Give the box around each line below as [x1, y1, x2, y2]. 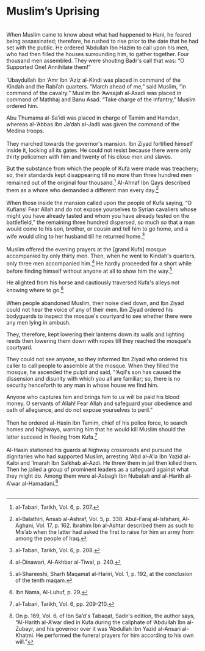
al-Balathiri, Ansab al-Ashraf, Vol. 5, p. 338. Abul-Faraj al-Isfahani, [15, 516, 181, 523]
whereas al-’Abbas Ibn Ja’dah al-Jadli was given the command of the [6, 120, 180, 128]
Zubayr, [15, 625, 35, 633]
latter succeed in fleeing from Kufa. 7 [6, 432, 98, 441]
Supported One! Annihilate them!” [6, 63, 92, 71]
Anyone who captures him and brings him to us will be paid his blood [6, 393, 180, 400]
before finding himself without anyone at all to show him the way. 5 [6, 266, 173, 275]
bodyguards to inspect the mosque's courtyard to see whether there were [6, 312, 192, 320]
